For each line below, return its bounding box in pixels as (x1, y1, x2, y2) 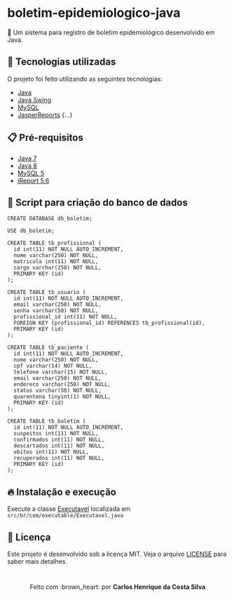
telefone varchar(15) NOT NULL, (13, 368, 109, 376)
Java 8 (17, 161, 37, 170)
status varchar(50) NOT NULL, (13, 387, 102, 394)
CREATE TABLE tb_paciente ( (7, 344, 90, 352)
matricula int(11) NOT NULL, (13, 258, 99, 265)
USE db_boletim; (7, 227, 55, 234)
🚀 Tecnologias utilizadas (7, 56, 116, 68)
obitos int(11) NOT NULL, (13, 448, 90, 456)
